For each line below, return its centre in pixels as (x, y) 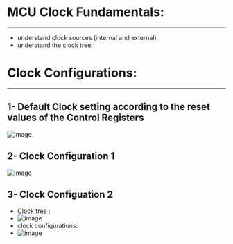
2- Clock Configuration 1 (61, 156)
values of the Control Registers (76, 118)
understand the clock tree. (55, 45)
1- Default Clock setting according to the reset (109, 107)
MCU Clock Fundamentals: (86, 12)
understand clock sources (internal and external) (87, 37)
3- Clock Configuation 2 (60, 194)
